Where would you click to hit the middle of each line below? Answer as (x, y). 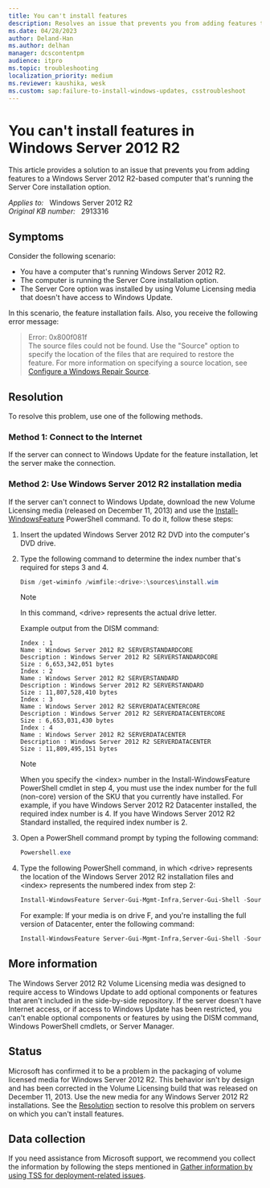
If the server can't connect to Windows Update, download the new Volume (132, 501)
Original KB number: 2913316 (59, 211)
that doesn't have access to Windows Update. (96, 297)
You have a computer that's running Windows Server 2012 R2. (123, 272)
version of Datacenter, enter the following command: (107, 924)
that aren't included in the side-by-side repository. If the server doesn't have (135, 1000)
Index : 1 (37, 643)
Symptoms (36, 237)
